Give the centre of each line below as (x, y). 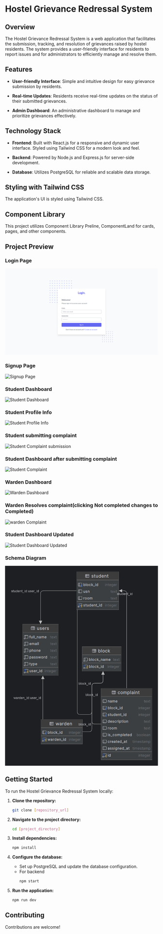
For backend (32, 872)
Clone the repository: (34, 800)
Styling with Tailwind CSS (45, 187)
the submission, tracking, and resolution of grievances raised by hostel (76, 44)
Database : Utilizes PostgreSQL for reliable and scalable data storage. (81, 172)
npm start (29, 881)
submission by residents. (37, 86)
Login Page (19, 260)
